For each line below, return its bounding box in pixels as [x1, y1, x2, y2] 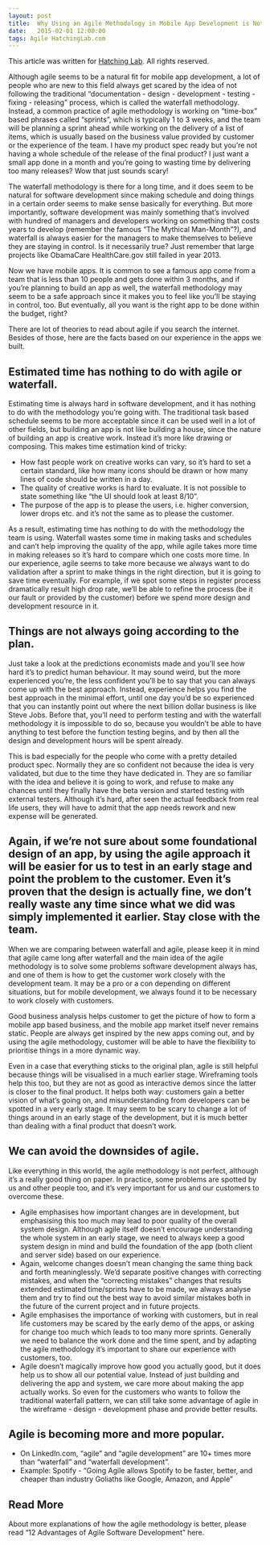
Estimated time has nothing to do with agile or [8, 364, 243, 379]
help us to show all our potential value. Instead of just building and [19, 1369, 239, 1379]
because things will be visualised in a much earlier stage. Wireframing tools [8, 1069, 259, 1079]
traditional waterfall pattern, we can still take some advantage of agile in [19, 1395, 259, 1405]
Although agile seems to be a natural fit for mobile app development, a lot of [8, 72, 260, 81]
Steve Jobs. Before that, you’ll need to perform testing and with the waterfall [8, 710, 262, 720]
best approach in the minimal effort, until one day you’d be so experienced [8, 692, 255, 702]
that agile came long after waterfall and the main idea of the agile [8, 953, 224, 962]
